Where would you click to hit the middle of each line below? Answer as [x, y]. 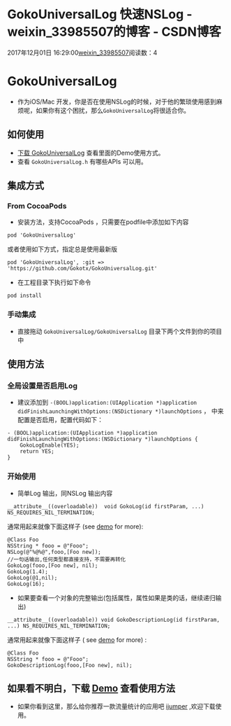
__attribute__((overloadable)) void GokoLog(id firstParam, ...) [106, 506]
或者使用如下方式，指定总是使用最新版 [62, 249]
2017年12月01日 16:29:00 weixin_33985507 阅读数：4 [82, 53]
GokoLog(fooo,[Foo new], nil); [53, 565]
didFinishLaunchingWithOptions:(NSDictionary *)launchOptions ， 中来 [121, 411]
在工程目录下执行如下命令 [54, 282]
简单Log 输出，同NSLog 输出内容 [65, 493]
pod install [24, 296]
